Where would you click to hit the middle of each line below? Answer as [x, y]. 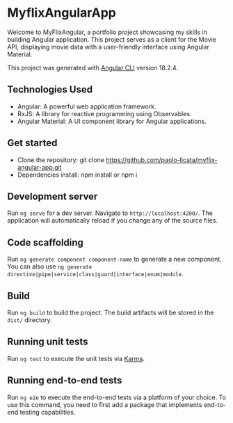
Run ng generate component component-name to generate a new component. [115, 260]
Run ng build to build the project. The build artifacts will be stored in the [111, 312]
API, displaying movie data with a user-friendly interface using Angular [109, 47]
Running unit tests [48, 342]
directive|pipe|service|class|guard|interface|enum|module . [95, 274]
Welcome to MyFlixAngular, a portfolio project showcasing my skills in [107, 32]
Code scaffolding [45, 242]
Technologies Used [50, 89]
